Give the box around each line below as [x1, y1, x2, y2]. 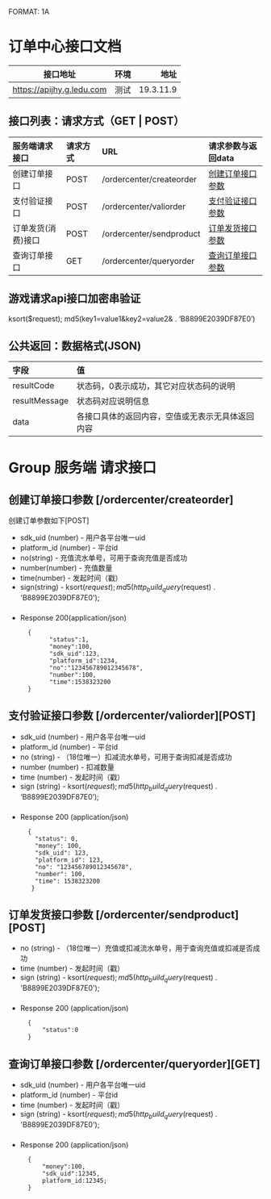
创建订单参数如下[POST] [8, 516, 90, 525]
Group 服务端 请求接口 [8, 458, 157, 477]
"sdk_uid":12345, [41, 1169, 101, 1177]
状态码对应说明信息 [76, 395, 150, 407]
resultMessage [12, 395, 69, 407]
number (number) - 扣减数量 [19, 762, 115, 771]
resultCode [12, 380, 55, 391]
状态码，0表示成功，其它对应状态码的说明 [76, 381, 236, 392]
